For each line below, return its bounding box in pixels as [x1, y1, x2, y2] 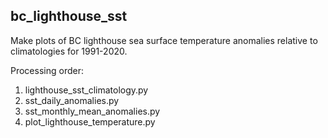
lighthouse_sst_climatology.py [24, 84, 149, 96]
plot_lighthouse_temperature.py [24, 115, 156, 128]
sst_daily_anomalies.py [24, 94, 120, 106]
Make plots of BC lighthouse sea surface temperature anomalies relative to [10, 34, 318, 46]
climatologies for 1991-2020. [10, 45, 128, 57]
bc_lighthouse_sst [10, 8, 128, 25]
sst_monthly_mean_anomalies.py [24, 105, 161, 117]
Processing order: [10, 64, 84, 76]
